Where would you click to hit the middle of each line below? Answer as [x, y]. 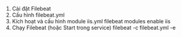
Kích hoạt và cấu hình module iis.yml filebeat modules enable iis [91, 21]
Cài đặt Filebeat [31, 9]
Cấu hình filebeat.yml [38, 15]
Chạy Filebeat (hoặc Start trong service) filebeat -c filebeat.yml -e [94, 27]
